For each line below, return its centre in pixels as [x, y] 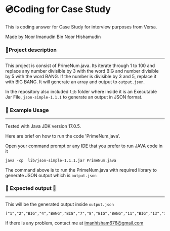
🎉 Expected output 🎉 [31, 188]
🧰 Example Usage [27, 110]
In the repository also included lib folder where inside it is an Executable [81, 92]
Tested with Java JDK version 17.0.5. [43, 126]
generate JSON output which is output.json [51, 175]
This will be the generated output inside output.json [60, 204]
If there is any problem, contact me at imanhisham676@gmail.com [74, 223]
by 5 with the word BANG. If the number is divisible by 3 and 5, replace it [81, 77]
